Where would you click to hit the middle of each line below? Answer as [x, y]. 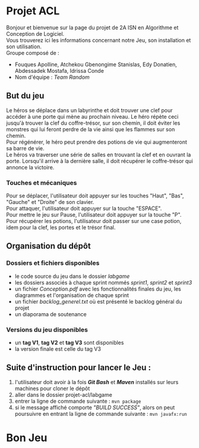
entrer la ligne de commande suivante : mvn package [78, 401]
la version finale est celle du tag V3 [58, 349]
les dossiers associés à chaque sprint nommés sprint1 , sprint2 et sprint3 [103, 282]
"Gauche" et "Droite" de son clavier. [50, 202]
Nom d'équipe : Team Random [52, 77]
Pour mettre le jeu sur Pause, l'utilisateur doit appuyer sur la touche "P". [94, 215]
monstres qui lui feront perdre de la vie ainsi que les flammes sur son [91, 129]
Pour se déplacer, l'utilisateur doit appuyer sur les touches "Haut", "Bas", [95, 196]
